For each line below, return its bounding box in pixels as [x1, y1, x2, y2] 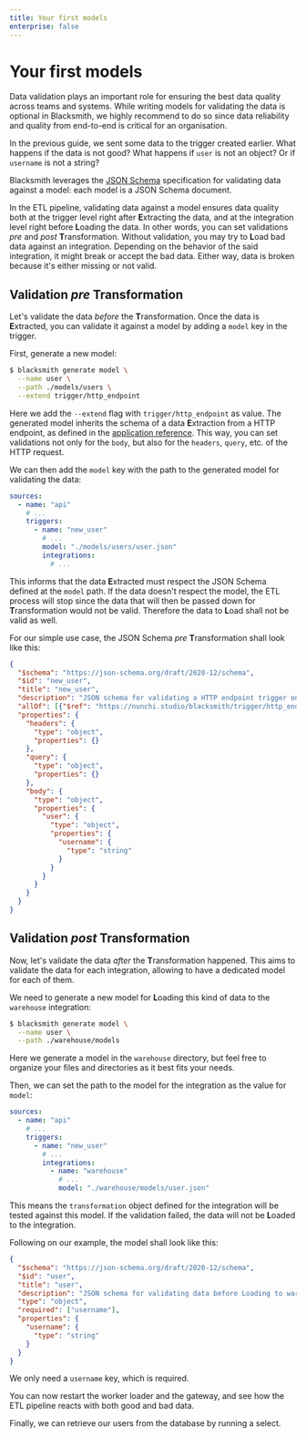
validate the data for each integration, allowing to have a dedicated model [9, 964, 285, 976]
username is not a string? [9, 157, 100, 169]
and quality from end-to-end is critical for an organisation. [9, 120, 228, 131]
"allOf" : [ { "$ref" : [17, 702, 92, 711]
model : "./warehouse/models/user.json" [57, 1184, 209, 1193]
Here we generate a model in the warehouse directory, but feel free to [9, 1052, 267, 1063]
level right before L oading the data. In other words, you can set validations [9, 222, 289, 233]
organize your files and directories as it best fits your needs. [9, 1062, 235, 1073]
